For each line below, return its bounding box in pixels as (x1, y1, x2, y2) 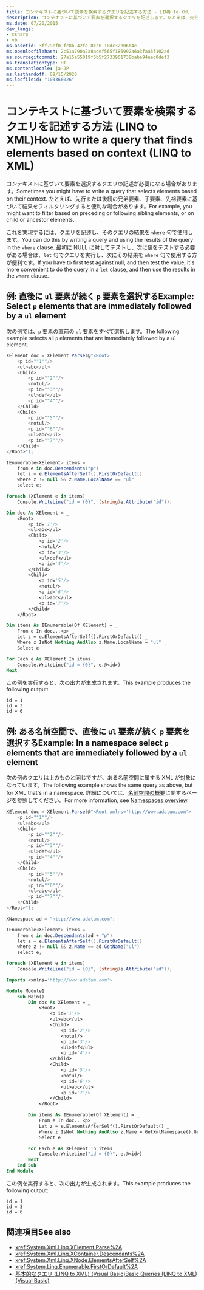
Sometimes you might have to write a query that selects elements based (16, 188, 197, 195)
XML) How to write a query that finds (6, 133, 193, 147)
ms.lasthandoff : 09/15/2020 (6, 71, 78, 77)
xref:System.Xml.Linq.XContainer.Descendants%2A (15, 1250, 144, 1257)
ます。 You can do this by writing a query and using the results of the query (6, 236, 194, 244)
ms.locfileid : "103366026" (6, 77, 75, 83)
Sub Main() (17, 993, 45, 1000)
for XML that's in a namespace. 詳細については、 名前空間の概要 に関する (6, 789, 187, 797)
